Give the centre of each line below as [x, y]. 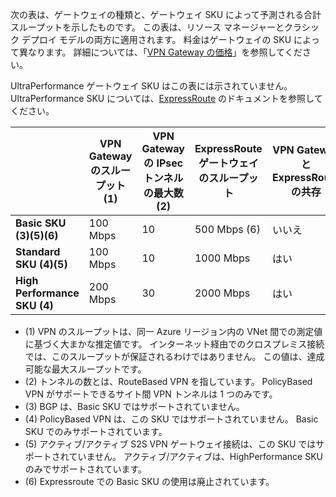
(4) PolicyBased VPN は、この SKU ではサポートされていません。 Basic [171, 419]
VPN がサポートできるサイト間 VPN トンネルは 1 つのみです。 [151, 394]
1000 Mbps [222, 258]
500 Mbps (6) [227, 229]
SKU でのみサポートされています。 [96, 431]
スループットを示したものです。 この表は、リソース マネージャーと [147, 27]
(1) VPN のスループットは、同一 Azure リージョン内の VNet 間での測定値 [173, 331]
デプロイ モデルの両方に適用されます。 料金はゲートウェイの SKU [156, 39]
